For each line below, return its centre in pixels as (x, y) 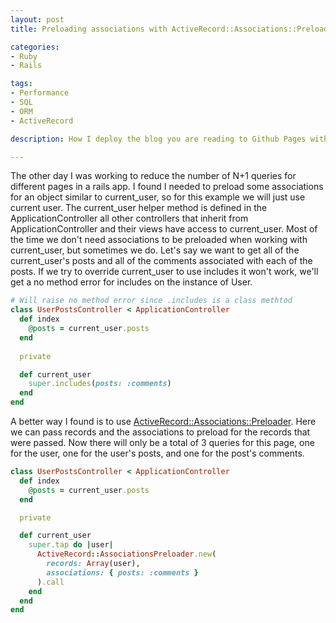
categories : (35, 47)
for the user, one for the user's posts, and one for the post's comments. (157, 453)
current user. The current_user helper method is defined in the (139, 208)
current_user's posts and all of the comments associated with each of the (161, 261)
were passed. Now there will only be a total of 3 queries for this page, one (162, 442)
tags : (21, 84)
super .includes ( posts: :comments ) (100, 384)
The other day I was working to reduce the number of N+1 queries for (153, 176)
